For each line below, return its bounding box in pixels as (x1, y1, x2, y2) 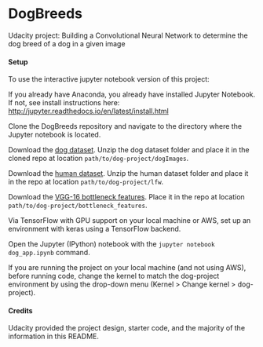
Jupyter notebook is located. (8, 130, 101, 140)
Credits (8, 305, 33, 315)
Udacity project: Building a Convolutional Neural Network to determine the (8, 31, 249, 40)
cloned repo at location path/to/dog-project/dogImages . (8, 154, 189, 163)
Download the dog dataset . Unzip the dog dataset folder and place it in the (8, 145, 250, 155)
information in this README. (8, 331, 100, 342)
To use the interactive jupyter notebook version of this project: (8, 75, 210, 84)
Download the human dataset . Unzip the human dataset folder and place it (8, 169, 249, 178)
